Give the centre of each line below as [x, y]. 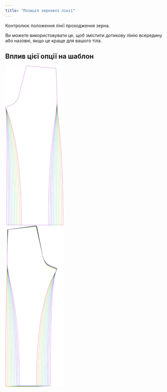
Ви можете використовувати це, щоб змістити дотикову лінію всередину [84, 35]
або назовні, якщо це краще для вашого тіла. [54, 41]
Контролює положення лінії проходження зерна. [58, 26]
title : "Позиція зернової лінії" [40, 11]
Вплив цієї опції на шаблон [50, 56]
